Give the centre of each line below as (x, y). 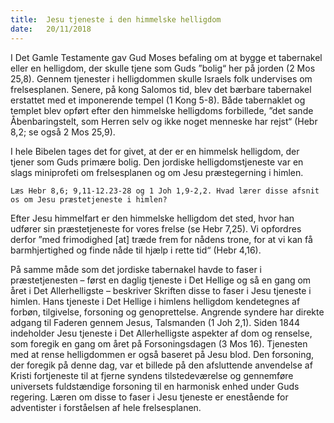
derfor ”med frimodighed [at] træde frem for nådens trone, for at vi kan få (161, 239)
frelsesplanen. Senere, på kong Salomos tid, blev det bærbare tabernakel (161, 89)
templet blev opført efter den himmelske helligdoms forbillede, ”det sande (162, 110)
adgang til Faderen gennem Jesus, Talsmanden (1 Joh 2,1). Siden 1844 (155, 322)
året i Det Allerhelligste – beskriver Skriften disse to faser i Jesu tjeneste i (161, 290)
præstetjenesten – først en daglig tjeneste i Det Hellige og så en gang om (161, 280)
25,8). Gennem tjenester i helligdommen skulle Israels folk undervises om (161, 78)
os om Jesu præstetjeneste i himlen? (89, 199)
